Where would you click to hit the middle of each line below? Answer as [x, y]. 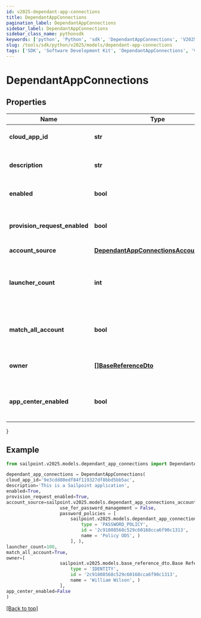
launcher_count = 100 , [32, 547]
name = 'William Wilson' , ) [105, 580]
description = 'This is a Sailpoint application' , [68, 486]
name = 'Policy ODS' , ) [111, 536]
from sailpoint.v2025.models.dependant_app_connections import [87, 464]
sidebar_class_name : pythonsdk [45, 34]
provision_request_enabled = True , [48, 497]
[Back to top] [22, 608]
